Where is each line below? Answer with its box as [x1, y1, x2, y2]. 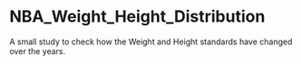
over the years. [9, 45, 66, 56]
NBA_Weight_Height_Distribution [9, 6, 266, 27]
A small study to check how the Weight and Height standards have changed [9, 36, 293, 47]
